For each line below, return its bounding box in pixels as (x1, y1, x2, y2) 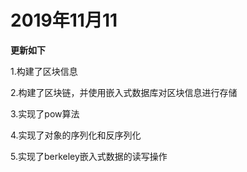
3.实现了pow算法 (10, 107, 80, 120)
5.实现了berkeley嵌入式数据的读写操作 (10, 150, 168, 162)
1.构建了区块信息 (10, 65, 78, 77)
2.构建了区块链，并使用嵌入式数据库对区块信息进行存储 (10, 86, 238, 98)
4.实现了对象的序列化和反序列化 (10, 129, 142, 141)
